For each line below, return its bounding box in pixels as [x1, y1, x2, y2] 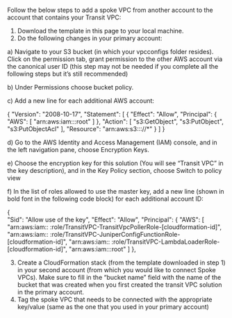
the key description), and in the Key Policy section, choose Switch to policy [7, 167, 222, 174]
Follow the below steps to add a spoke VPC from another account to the [7, 6, 213, 14]
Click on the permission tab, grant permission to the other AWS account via [7, 55, 223, 63]
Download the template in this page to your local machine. [17, 27, 184, 35]
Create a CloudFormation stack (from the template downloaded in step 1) [17, 258, 226, 267]
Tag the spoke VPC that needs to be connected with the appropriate [17, 295, 213, 303]
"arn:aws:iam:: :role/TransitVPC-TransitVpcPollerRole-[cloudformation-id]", [7, 223, 222, 231]
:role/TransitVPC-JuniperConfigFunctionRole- [49, 231, 181, 238]
